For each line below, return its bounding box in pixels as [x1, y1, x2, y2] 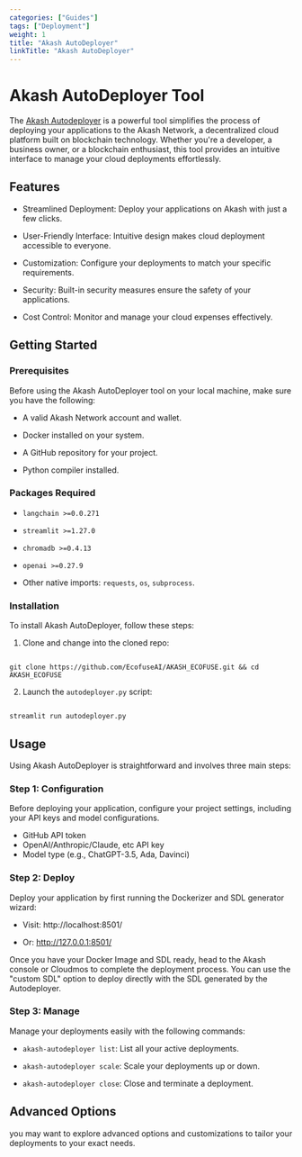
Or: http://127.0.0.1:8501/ [22, 936, 112, 947]
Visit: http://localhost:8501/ [22, 919, 123, 930]
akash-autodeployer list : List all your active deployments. [22, 1043, 240, 1053]
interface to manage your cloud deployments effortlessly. [9, 154, 222, 165]
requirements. [22, 267, 75, 277]
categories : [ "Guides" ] [9, 13, 99, 23]
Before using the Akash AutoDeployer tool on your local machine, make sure [9, 384, 292, 396]
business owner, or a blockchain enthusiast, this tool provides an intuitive [9, 144, 280, 155]
